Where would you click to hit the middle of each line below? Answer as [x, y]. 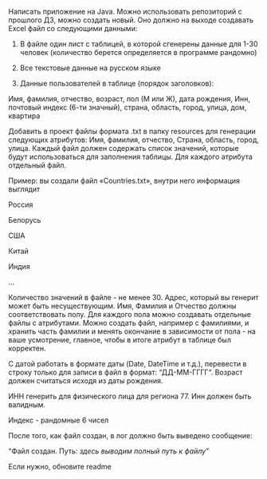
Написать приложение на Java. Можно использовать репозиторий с [125, 12]
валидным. [27, 405]
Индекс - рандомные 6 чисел [59, 420]
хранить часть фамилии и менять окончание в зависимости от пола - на [132, 331]
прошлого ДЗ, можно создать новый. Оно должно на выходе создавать [131, 20]
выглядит [24, 189]
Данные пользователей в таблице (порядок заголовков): [117, 83]
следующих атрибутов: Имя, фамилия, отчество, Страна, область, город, [133, 140]
